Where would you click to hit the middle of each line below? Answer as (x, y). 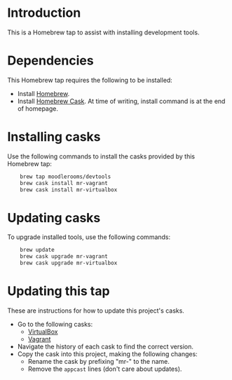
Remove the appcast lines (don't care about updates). (105, 369)
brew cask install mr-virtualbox (69, 190)
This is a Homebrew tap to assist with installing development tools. (103, 32)
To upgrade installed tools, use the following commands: (89, 237)
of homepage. (37, 108)
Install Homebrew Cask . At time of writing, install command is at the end (121, 101)
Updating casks (54, 218)
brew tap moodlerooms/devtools (66, 177)
